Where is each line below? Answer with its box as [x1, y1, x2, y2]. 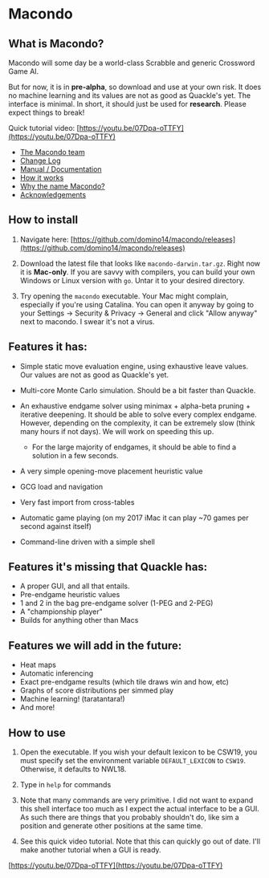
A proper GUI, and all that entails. [19, 581, 130, 591]
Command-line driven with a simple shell [19, 537, 155, 547]
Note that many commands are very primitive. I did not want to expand [19, 795, 254, 805]
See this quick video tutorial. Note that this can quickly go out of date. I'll [19, 836, 261, 847]
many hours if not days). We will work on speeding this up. [19, 426, 214, 436]
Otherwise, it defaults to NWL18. [19, 764, 127, 774]
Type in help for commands [19, 780, 112, 790]
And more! [19, 703, 55, 713]
